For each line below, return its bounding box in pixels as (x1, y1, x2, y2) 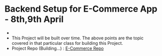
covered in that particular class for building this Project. (11, 40, 123, 46)
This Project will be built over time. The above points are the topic (11, 35, 144, 41)
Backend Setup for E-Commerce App (4, 3, 158, 15)
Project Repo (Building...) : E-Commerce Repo (11, 45, 104, 51)
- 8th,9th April (4, 14, 64, 25)
